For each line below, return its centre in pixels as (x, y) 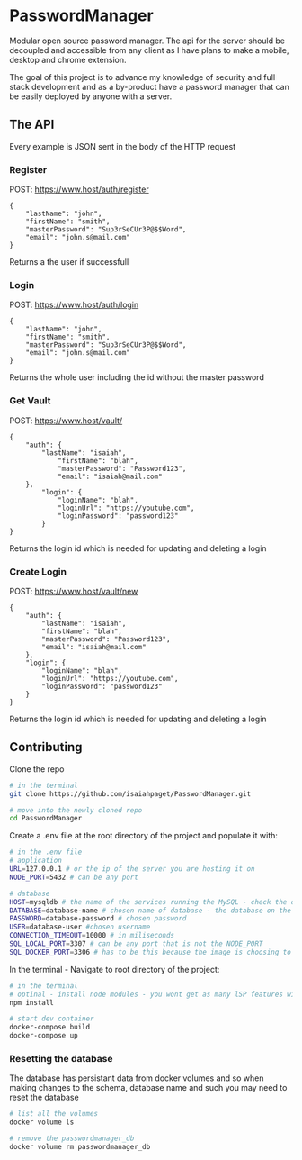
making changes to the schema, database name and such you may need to (148, 1088)
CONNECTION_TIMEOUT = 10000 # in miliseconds (92, 936)
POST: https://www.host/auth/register (80, 189)
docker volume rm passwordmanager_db (80, 1146)
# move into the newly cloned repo (76, 810)
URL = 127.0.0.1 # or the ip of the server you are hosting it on (132, 869)
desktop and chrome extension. (68, 59)
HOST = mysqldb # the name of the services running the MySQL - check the (148, 902)
